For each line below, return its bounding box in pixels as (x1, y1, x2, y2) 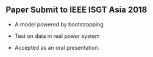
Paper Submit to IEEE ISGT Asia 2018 (5, 5, 148, 15)
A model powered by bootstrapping (14, 20, 104, 28)
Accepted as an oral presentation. (14, 44, 100, 51)
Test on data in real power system (14, 32, 100, 40)
